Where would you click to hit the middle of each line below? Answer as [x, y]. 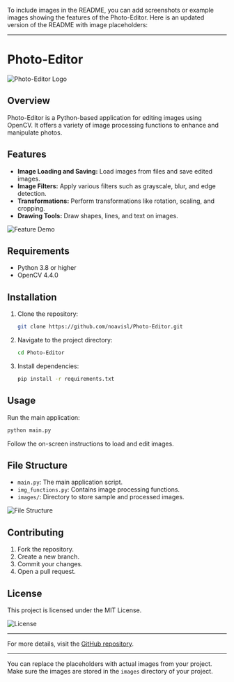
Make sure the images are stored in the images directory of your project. [110, 671]
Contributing [36, 532]
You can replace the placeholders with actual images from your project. [110, 664]
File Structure [37, 465]
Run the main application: [44, 417]
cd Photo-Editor [41, 353]
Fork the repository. [46, 550]
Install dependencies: [48, 366]
